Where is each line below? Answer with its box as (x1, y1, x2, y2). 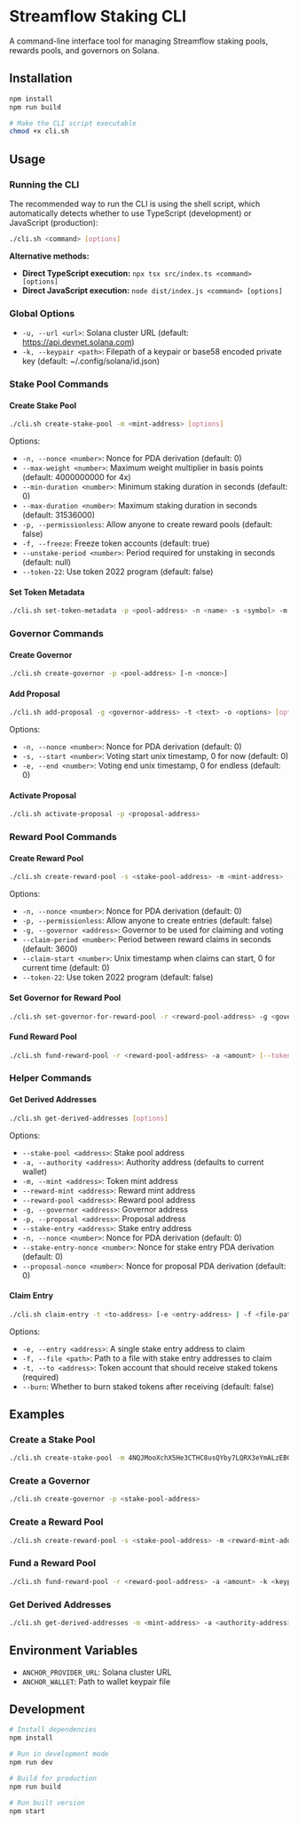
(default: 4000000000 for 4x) (21, 472, 131, 483)
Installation (9, 71, 73, 86)
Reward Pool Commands (9, 831, 117, 844)
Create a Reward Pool (9, 1516, 104, 1528)
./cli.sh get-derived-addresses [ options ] (9, 1114, 169, 1123)
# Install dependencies (9, 1725, 98, 1734)
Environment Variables (9, 1643, 138, 1659)
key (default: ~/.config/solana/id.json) (21, 356, 161, 366)
